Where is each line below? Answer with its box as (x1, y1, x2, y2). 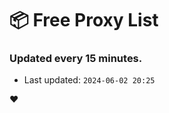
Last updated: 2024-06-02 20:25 (23, 74, 156, 86)
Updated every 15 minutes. (9, 52, 143, 66)
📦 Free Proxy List (9, 9, 159, 32)
